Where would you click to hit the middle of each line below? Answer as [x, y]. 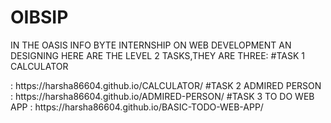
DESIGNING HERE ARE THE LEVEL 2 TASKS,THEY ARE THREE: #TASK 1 [157, 55]
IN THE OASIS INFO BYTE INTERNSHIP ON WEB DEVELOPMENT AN [151, 45]
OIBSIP [39, 17]
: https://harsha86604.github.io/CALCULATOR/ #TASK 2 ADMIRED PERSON [166, 85]
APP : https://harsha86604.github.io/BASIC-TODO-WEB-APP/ [137, 107]
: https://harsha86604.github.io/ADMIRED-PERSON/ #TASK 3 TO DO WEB [162, 96]
